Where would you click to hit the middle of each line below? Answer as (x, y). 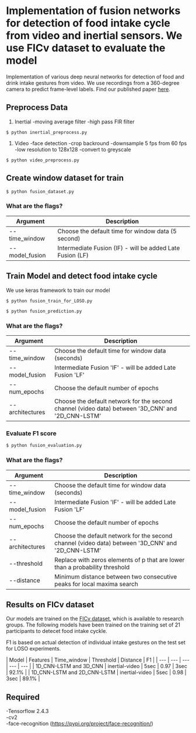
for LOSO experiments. (34, 649)
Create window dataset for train (65, 178)
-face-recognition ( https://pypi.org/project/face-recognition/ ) (80, 724)
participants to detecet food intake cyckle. (57, 631)
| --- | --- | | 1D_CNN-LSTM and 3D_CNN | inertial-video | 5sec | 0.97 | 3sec (97, 666)
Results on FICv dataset (50, 605)
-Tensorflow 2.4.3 (27, 711)
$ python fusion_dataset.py (40, 191)
